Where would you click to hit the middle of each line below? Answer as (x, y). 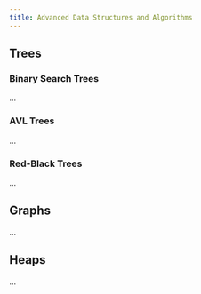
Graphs (30, 211)
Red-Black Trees (46, 163)
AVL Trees (32, 121)
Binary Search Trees (54, 78)
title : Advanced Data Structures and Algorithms (101, 17)
